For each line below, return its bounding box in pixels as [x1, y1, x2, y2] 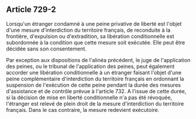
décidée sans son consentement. [6, 45, 87, 52]
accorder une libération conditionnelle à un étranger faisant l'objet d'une [6, 69, 182, 76]
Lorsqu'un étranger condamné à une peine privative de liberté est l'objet [6, 20, 182, 27]
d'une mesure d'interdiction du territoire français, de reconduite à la [6, 26, 171, 33]
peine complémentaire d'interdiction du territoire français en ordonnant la [6, 75, 184, 82]
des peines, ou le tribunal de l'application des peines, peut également [6, 63, 175, 70]
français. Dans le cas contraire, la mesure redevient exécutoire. [6, 106, 160, 113]
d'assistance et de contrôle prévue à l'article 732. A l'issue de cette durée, [6, 87, 187, 94]
